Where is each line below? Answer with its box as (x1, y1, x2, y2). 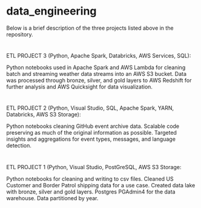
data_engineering (6, 4, 97, 18)
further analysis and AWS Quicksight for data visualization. (6, 83, 153, 90)
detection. (6, 142, 32, 149)
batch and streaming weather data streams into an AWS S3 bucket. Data (6, 70, 186, 78)
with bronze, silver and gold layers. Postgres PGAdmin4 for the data (6, 188, 176, 195)
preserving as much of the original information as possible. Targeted (6, 129, 177, 136)
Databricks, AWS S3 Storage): (6, 111, 81, 118)
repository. (6, 30, 33, 38)
